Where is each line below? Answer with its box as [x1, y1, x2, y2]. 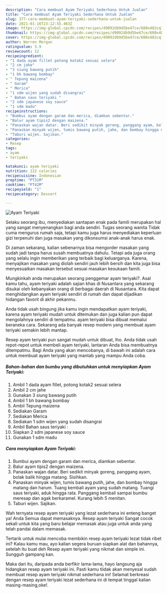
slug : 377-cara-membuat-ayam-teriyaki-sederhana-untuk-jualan [5, 16, 137, 21]
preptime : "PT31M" [5, 178, 44, 183]
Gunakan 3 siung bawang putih [12, 392, 77, 398]
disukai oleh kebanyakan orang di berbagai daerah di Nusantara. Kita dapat [5, 286, 160, 292]
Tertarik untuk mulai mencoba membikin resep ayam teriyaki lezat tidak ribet [5, 535, 162, 541]
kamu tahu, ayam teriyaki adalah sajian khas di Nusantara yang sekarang [5, 280, 155, 286]
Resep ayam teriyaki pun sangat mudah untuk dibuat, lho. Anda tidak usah [5, 336, 157, 342]
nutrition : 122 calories [5, 168, 57, 174]
